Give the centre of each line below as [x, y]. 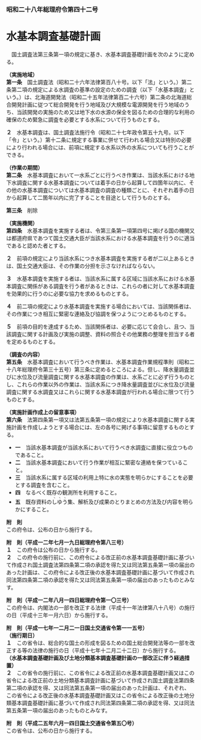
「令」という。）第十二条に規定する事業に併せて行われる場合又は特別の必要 [99, 140]
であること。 [31, 455]
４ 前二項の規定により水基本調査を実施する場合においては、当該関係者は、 [100, 306]
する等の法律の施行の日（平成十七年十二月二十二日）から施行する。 [95, 650]
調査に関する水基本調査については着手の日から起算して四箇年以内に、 [103, 182]
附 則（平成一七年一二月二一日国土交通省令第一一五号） [77, 628]
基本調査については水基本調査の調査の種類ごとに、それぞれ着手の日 [110, 190]
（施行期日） [22, 635]
